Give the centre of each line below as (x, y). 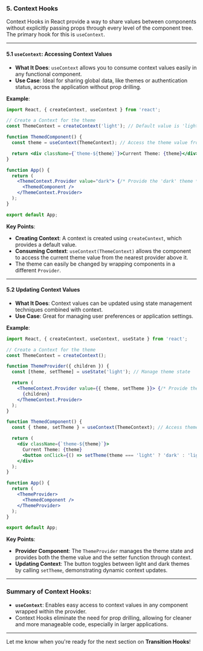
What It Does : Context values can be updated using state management (103, 303)
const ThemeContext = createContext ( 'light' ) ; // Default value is (93, 126)
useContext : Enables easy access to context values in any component (101, 605)
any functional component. (49, 74)
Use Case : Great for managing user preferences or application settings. (104, 316)
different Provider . (38, 270)
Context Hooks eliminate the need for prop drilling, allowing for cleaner (103, 618)
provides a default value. (46, 244)
